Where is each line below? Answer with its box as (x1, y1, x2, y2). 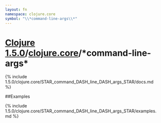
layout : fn (5, 7, 27, 12)
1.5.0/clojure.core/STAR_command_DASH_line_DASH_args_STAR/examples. (5, 108, 157, 114)
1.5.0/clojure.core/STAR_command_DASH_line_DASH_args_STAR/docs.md (5, 79, 154, 85)
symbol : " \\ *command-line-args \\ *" (5, 16, 78, 21)
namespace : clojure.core (5, 12, 56, 17)
